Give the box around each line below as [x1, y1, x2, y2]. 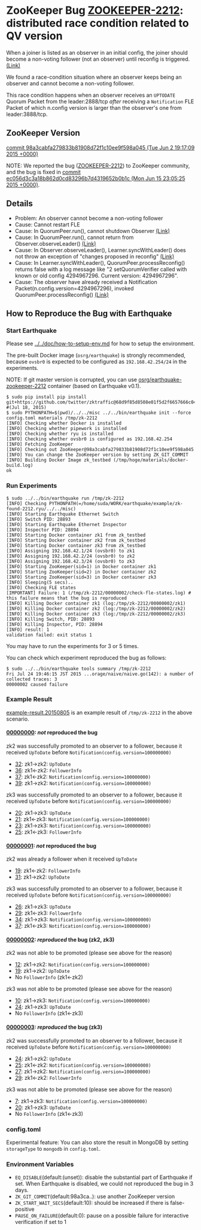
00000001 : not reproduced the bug [6, 842, 97, 849]
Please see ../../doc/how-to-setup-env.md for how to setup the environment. [6, 340, 195, 347]
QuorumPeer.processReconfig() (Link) [14, 291, 109, 298]
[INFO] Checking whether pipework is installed [6, 426, 127, 432]
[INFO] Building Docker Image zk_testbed [6, 457, 111, 463]
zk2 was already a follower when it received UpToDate [6, 855, 138, 862]
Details [6, 199, 33, 209]
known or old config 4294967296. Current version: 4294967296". [14, 271, 178, 279]
